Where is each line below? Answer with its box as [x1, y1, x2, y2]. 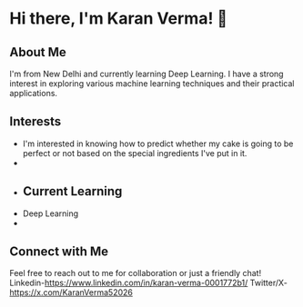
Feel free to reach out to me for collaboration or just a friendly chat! [9, 268, 262, 279]
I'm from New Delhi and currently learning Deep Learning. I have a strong [9, 68, 284, 79]
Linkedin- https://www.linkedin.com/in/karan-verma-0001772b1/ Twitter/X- [9, 277, 288, 289]
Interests [9, 114, 62, 130]
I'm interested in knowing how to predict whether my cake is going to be [22, 138, 294, 149]
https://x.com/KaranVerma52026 [9, 287, 134, 298]
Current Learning [22, 183, 123, 199]
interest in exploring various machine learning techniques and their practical [9, 78, 295, 89]
